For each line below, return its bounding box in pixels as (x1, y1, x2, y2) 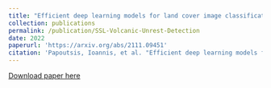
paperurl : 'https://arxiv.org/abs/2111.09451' (8, 42, 168, 50)
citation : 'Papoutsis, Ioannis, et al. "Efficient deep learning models (8, 49, 258, 57)
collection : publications (8, 19, 95, 27)
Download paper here (8, 71, 81, 80)
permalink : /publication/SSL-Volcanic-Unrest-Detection (8, 26, 200, 34)
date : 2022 (8, 34, 45, 42)
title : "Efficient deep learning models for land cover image (8, 11, 222, 20)
